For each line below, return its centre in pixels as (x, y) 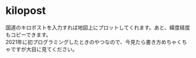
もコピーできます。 (28, 35)
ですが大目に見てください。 (44, 49)
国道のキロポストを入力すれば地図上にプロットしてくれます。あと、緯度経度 (98, 27)
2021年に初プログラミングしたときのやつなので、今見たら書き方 (84, 42)
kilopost (26, 11)
